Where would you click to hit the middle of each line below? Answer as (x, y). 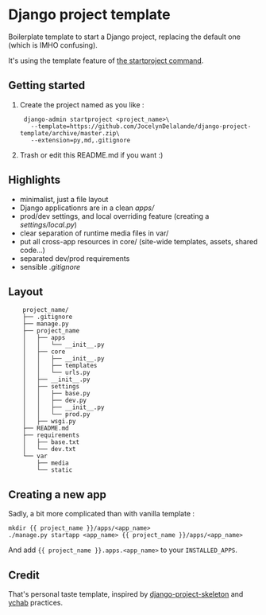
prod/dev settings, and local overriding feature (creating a (114, 216)
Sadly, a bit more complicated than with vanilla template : (102, 514)
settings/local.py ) (48, 224)
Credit (24, 575)
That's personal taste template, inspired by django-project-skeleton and (126, 594)
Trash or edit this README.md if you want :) (91, 155)
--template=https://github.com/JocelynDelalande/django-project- (141, 126)
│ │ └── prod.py (56, 415)
